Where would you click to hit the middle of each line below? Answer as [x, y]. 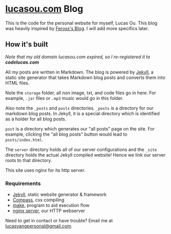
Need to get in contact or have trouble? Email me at [59, 221]
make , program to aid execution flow [51, 205]
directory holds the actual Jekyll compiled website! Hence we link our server [85, 155]
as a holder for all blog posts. [36, 119]
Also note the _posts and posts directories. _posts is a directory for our [79, 108]
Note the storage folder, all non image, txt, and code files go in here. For [81, 93]
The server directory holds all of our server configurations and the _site [81, 149]
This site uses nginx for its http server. [45, 170]
